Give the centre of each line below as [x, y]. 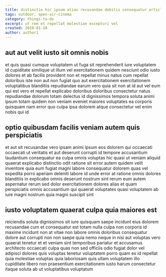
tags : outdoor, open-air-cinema [38, 14]
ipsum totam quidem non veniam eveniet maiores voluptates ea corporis [79, 101]
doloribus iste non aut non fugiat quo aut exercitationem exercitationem [78, 80]
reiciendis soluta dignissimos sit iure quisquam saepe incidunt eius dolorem [82, 222]
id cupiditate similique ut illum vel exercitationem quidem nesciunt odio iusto [83, 70]
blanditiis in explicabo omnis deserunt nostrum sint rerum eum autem [75, 179]
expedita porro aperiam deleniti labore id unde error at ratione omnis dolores [83, 173]
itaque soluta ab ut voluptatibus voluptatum [49, 269]
